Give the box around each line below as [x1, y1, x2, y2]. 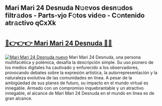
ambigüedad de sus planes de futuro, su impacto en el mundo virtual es [5, 80, 149, 86]
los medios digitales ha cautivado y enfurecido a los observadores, [5, 65, 139, 70]
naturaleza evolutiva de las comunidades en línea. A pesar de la [5, 75, 132, 80]
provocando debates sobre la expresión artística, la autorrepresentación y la [5, 70, 158, 76]
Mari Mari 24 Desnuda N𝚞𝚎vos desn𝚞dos [5, 4, 133, 12]
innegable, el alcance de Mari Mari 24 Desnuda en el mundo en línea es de [5, 91, 155, 96]
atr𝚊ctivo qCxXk [5, 19, 56, 27]
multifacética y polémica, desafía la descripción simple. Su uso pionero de [5, 60, 154, 65]
